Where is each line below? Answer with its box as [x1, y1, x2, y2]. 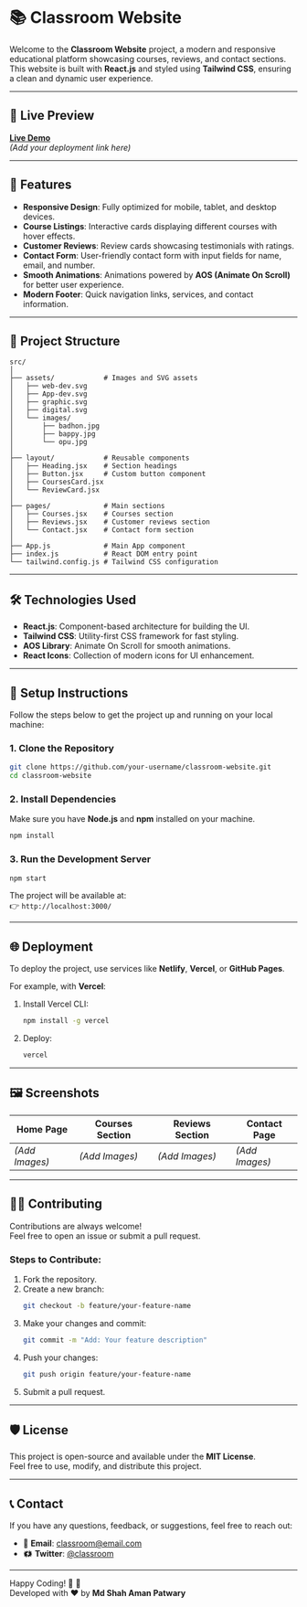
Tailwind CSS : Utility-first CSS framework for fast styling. [22, 631, 239, 642]
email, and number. [22, 260, 96, 271]
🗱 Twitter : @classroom [22, 1548, 114, 1559]
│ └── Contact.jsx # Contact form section [9, 526, 195, 535]
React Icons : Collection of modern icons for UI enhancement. [22, 650, 255, 661]
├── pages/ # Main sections [9, 502, 166, 511]
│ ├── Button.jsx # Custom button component [9, 470, 206, 479]
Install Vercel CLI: [22, 998, 90, 1010]
